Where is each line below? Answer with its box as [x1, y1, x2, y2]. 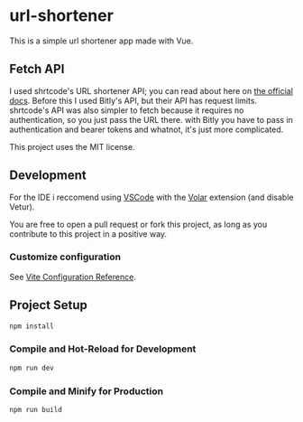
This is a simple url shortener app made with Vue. [9, 35, 194, 46]
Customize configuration [9, 250, 122, 263]
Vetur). [9, 201, 35, 212]
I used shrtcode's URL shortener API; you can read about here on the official [9, 85, 293, 96]
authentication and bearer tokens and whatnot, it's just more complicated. [9, 124, 284, 135]
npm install [9, 322, 54, 331]
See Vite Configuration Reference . [9, 271, 137, 282]
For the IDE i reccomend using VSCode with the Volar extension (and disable [9, 192, 294, 202]
